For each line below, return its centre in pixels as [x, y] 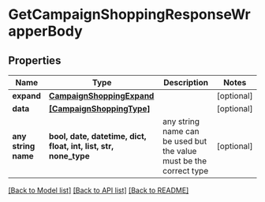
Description [186, 82]
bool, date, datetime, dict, [97, 136]
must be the [185, 161]
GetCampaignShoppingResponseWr [129, 15]
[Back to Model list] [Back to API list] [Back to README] [99, 190]
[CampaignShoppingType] [99, 108]
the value [180, 151]
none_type [69, 156]
